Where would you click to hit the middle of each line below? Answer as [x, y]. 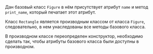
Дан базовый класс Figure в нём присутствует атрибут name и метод [77, 7]
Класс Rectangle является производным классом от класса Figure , [75, 22]
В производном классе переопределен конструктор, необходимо [74, 36]
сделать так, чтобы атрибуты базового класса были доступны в [72, 41]
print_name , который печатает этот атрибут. [51, 12]
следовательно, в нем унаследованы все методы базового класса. [75, 27]
